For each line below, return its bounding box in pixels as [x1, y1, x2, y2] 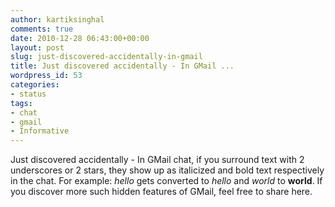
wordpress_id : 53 [10, 71, 83, 81]
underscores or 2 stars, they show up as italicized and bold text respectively [10, 164, 325, 176]
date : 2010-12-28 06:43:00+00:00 [10, 33, 150, 43]
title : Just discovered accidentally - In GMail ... [10, 61, 235, 71]
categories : [10, 80, 60, 90]
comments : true [10, 24, 74, 34]
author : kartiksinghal [10, 14, 105, 25]
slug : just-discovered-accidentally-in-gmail [10, 52, 203, 62]
